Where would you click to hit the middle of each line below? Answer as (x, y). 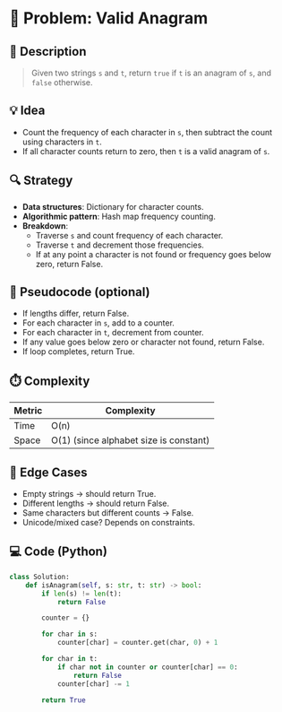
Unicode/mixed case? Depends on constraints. (108, 523)
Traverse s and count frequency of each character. (129, 235)
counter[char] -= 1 (93, 684)
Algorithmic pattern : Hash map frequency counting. (119, 216)
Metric (28, 411)
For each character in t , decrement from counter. (113, 333)
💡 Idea (27, 111)
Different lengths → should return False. (96, 504)
